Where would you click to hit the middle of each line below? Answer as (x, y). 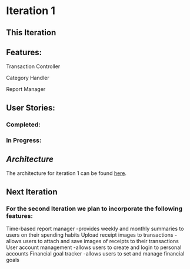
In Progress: (24, 140)
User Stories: (31, 108)
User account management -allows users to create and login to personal (94, 247)
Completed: (23, 125)
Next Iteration (32, 192)
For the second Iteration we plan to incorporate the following (94, 209)
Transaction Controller (33, 66)
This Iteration (31, 33)
